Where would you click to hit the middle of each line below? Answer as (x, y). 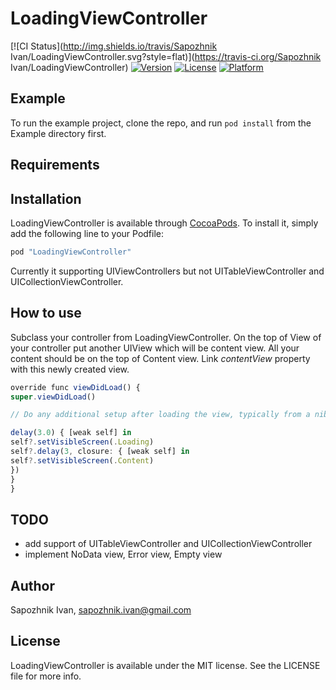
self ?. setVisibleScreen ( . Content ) (82, 460)
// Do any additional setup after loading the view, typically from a (160, 415)
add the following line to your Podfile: (87, 233)
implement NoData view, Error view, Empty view (123, 554)
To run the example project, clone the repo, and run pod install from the (161, 123)
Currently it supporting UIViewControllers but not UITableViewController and (167, 271)
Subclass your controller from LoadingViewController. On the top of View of (166, 337)
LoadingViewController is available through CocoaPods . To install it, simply (164, 223)
